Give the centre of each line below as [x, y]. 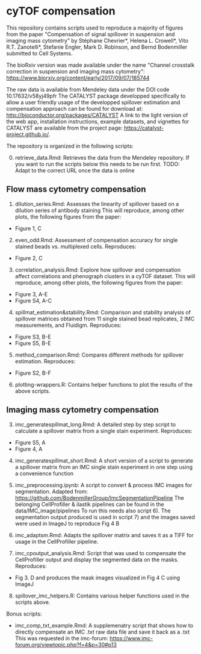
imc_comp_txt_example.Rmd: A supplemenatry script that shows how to [104, 625]
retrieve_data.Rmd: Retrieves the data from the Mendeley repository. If [102, 157]
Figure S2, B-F [33, 373]
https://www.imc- [131, 638]
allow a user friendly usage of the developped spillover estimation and [93, 102]
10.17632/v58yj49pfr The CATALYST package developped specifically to [96, 96]
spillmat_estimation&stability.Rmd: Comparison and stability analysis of [103, 312]
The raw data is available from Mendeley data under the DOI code [88, 89]
